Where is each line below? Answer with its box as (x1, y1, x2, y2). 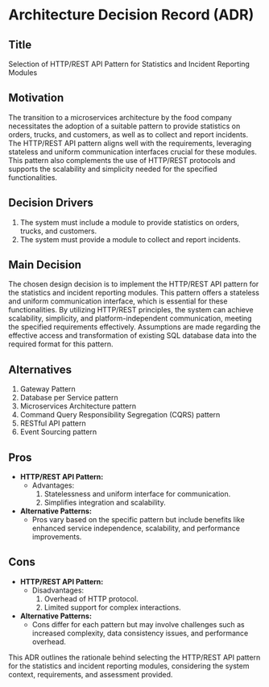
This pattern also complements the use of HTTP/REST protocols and (8, 155, 236, 165)
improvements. (31, 532, 82, 542)
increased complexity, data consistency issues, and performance (31, 628, 249, 638)
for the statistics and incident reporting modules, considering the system (8, 660, 250, 671)
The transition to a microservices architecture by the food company (8, 112, 232, 122)
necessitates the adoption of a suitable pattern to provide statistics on (8, 121, 241, 131)
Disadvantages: (31, 585, 85, 595)
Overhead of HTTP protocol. (43, 593, 139, 603)
